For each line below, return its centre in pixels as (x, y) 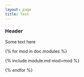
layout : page (18, 10)
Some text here (20, 41)
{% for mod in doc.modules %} (36, 51)
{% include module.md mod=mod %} (42, 60)
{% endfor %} (19, 70)
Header (14, 31)
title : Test (17, 14)
